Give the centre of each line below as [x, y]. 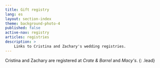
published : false [23, 28]
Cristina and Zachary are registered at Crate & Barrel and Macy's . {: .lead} [80, 60]
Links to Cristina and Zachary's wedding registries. [70, 46]
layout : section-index [28, 19]
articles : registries [27, 37]
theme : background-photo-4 [33, 23]
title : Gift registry [27, 10]
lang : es [14, 14]
